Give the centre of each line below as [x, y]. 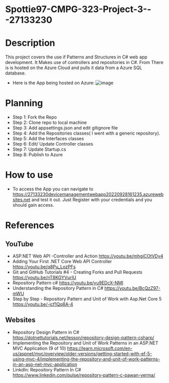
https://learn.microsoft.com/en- [100, 348]
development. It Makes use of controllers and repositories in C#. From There [84, 62]
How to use [29, 175]
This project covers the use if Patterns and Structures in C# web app [76, 57]
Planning [24, 103]
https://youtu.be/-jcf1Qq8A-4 [43, 304]
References [30, 226]
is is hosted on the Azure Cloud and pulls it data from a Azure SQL [74, 68]
